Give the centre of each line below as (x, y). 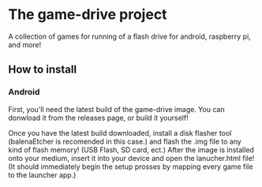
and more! (25, 44)
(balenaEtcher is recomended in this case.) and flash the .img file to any (125, 141)
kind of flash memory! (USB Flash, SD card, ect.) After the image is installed (131, 150)
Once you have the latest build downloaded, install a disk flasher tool (120, 133)
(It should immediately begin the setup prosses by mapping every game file (131, 166)
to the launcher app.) (42, 174)
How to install (43, 70)
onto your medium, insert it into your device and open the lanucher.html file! (131, 158)
